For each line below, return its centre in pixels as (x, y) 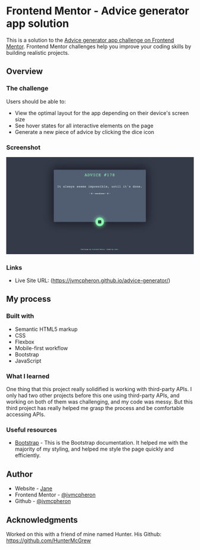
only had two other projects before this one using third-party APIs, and (93, 396)
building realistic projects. (38, 52)
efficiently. (28, 455)
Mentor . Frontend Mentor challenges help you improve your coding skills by (99, 46)
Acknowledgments (42, 520)
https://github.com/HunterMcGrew (49, 540)
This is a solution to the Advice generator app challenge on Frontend (90, 40)
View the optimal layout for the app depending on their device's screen (102, 113)
